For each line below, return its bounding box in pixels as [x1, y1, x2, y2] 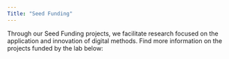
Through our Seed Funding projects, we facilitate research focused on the [7, 29, 219, 37]
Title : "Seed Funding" [7, 10, 73, 17]
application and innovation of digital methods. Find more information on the [7, 36, 223, 45]
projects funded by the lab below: [7, 44, 103, 52]
